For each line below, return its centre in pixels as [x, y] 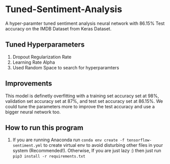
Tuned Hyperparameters [45, 45]
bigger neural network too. [33, 112]
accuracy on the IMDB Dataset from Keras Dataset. [58, 28]
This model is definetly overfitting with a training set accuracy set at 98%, [82, 96]
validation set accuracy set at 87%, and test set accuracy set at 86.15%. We [84, 101]
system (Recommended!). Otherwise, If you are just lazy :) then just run [87, 151]
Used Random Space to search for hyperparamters [66, 67]
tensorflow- [139, 140]
